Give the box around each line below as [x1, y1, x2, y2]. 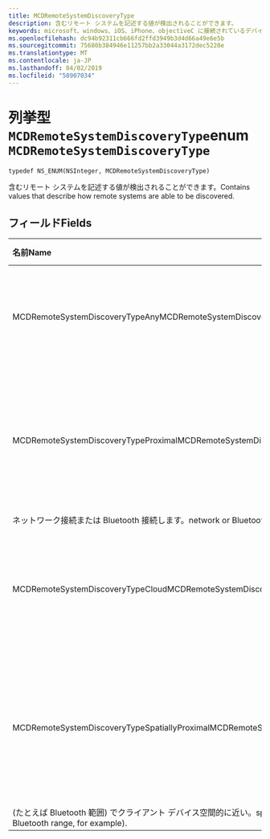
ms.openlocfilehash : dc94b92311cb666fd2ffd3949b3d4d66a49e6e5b [8, 34, 225, 43]
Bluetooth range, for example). [12, 817, 128, 829]
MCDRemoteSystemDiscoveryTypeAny [12, 311, 160, 322]
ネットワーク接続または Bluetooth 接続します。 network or [12, 515, 231, 526]
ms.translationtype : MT [8, 49, 88, 57]
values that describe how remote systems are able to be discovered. [8, 190, 235, 201]
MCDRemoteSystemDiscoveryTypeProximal [12, 435, 178, 446]
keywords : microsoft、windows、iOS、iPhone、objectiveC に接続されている [8, 27, 246, 35]
